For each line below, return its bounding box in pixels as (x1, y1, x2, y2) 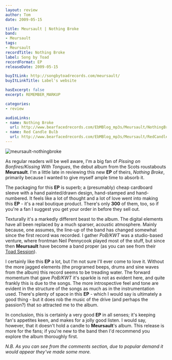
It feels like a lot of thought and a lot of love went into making (29, 195, 158, 201)
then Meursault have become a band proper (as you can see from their (5, 243, 156, 249)
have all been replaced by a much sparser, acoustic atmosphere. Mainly (5, 221, 157, 227)
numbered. (5, 195, 29, 201)
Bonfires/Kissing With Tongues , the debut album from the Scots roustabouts (5, 163, 166, 170)
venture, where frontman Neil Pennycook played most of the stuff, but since (5, 237, 165, 244)
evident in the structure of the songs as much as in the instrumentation (5, 285, 155, 292)
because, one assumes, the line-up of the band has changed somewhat (5, 227, 157, 233)
